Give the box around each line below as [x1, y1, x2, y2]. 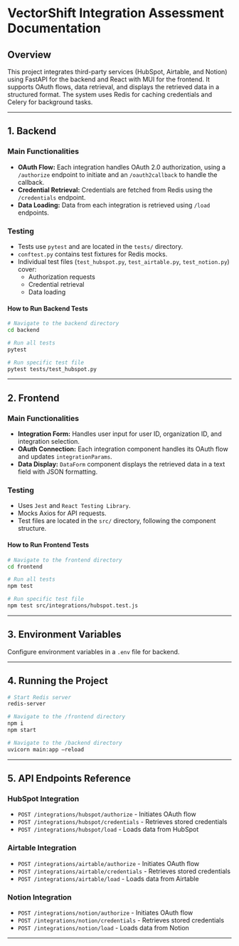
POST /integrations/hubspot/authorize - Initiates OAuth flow [17, 810, 197, 818]
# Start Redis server [7, 693, 72, 701]
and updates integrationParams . [17, 452, 112, 461]
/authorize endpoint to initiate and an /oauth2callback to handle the [17, 170, 218, 179]
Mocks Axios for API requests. [17, 509, 107, 518]
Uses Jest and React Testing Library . [17, 502, 131, 510]
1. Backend [7, 125, 57, 137]
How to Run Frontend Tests [7, 541, 89, 549]
